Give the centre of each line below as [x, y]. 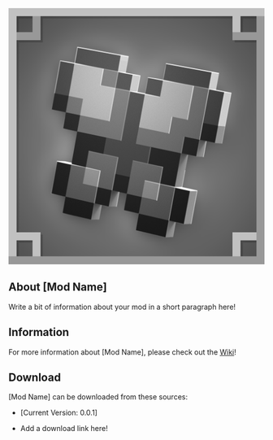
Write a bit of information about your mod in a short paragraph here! [122, 307]
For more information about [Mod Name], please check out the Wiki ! [123, 352]
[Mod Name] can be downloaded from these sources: [98, 397]
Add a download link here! [64, 429]
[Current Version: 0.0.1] [58, 413]
